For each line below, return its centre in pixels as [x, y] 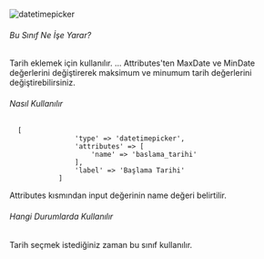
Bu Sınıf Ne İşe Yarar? [51, 35]
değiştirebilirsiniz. [42, 83]
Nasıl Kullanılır [36, 103]
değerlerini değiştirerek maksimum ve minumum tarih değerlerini [131, 73]
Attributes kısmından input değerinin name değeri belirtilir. [118, 195]
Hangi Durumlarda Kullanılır [61, 216]
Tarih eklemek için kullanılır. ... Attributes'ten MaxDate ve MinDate [132, 63]
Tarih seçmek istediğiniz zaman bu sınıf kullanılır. [101, 244]
